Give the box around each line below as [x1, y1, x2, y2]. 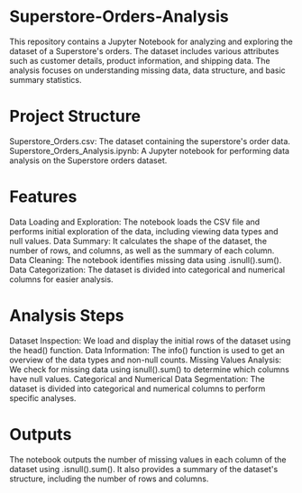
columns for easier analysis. [9, 273, 114, 285]
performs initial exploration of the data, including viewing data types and [9, 225, 279, 236]
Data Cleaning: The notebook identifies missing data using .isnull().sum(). [9, 254, 282, 265]
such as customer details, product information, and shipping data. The [9, 55, 270, 66]
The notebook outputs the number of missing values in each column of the [9, 453, 287, 465]
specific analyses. [9, 392, 77, 403]
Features [9, 187, 78, 207]
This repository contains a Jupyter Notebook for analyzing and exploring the [9, 36, 293, 47]
